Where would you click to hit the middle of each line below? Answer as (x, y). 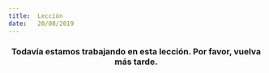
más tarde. (136, 62)
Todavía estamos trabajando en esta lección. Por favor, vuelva (136, 52)
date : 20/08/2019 (41, 24)
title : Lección (36, 16)
